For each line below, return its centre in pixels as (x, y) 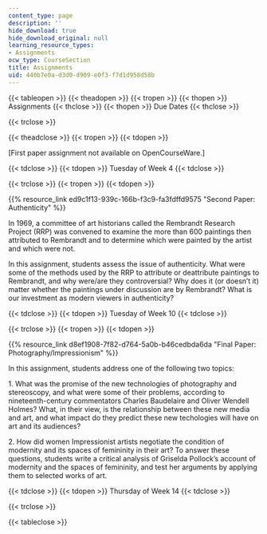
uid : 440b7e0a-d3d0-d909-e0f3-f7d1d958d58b (82, 75)
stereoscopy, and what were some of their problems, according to (117, 392)
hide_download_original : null (59, 38)
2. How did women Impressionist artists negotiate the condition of (116, 441)
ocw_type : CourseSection (49, 61)
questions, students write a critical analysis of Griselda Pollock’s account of (132, 458)
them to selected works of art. (58, 475)
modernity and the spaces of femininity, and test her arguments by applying (133, 467)
